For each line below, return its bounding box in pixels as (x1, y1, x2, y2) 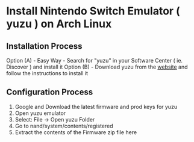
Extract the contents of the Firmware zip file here (14, 128, 137, 136)
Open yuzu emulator (14, 110, 66, 117)
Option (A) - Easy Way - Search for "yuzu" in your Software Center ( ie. (6, 57, 183, 64)
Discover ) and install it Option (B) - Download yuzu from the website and (6, 63, 188, 70)
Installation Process (6, 41, 83, 51)
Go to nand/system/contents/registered (14, 122, 113, 129)
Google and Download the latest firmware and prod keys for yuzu (14, 103, 178, 110)
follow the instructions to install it (6, 70, 89, 76)
